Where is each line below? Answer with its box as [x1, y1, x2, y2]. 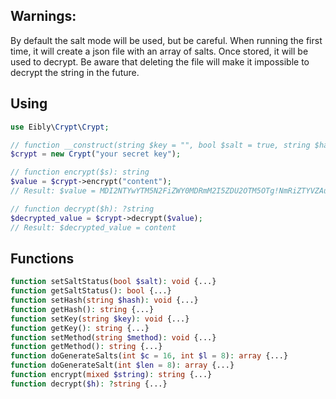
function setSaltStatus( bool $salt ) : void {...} [10, 277, 217, 287]
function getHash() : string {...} [10, 304, 155, 314]
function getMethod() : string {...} [10, 342, 163, 352]
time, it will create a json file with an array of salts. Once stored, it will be [10, 45, 309, 57]
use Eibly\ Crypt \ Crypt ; [10, 122, 110, 132]
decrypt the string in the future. [10, 66, 140, 78]
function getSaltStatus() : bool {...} [10, 286, 172, 296]
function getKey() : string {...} [10, 323, 150, 333]
